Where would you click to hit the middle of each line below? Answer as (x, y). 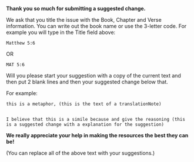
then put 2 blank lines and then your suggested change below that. (87, 82)
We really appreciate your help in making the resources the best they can (97, 135)
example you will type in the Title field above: (61, 32)
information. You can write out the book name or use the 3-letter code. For (96, 26)
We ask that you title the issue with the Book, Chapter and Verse (84, 20)
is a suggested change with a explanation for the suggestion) (85, 124)
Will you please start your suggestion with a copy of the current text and (93, 75)
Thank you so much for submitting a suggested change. (76, 9)
